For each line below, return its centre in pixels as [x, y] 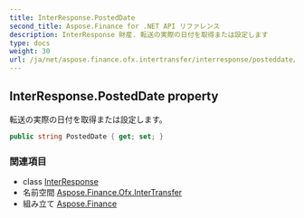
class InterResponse [61, 181]
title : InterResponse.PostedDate [72, 18]
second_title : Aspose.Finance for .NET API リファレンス [114, 26]
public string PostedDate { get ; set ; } [87, 137]
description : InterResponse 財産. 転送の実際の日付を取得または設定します [139, 34]
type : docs [30, 43]
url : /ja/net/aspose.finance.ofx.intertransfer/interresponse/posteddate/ [153, 60]
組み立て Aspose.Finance [70, 204]
